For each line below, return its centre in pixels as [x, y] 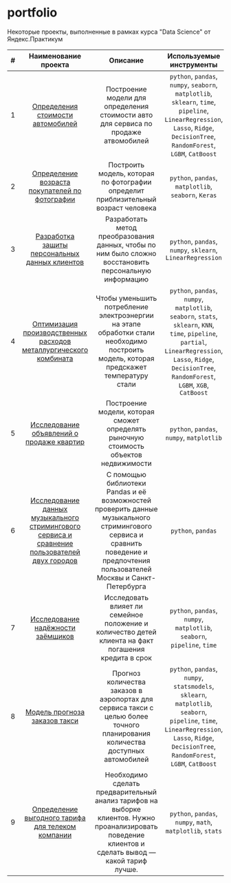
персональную [126, 270]
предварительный [126, 791]
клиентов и [126, 843]
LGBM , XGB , [194, 385]
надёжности [55, 628]
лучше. [126, 869]
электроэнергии [126, 315]
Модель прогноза [55, 712]
